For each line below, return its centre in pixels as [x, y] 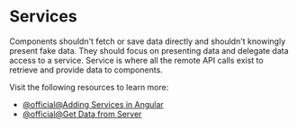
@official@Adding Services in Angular [93, 104]
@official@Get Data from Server [82, 114]
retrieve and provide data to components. [86, 70]
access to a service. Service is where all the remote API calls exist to [136, 60]
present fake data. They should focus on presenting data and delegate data [149, 50]
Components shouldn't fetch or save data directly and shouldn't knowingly [148, 41]
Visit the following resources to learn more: [89, 87]
